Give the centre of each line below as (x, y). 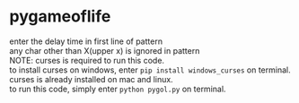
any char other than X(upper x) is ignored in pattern (105, 50)
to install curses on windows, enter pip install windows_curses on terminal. (150, 70)
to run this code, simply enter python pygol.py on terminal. (118, 89)
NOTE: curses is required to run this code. (87, 60)
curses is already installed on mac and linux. (91, 79)
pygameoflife (60, 17)
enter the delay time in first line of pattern (86, 41)
